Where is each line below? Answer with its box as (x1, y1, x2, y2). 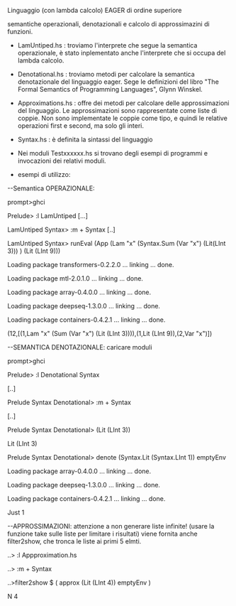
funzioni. (7, 28, 33, 36)
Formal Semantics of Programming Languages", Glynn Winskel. (17, 85, 203, 93)
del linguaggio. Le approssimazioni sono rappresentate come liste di (17, 107, 218, 114)
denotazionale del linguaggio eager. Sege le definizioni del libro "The (17, 77, 220, 86)
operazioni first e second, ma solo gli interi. (17, 121, 144, 130)
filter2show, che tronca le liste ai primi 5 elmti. (7, 537, 142, 546)
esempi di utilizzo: (17, 171, 71, 178)
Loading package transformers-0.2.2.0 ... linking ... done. (7, 261, 174, 269)
